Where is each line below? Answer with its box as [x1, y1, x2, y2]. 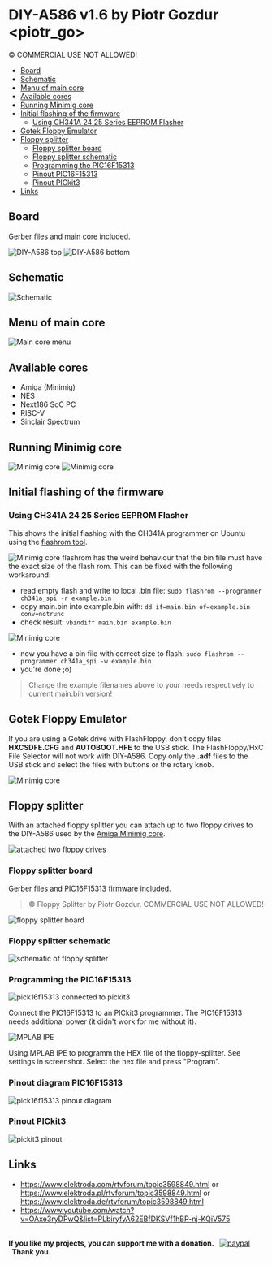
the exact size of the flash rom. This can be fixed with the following [8, 561, 233, 571]
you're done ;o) [19, 664, 72, 674]
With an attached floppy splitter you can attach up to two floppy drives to [8, 820, 253, 830]
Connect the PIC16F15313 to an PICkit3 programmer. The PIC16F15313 [8, 1008, 243, 1018]
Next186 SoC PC [19, 399, 76, 409]
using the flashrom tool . [8, 537, 88, 546]
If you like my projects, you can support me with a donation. [8, 1238, 214, 1248]
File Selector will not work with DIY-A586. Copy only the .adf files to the [8, 751, 249, 761]
